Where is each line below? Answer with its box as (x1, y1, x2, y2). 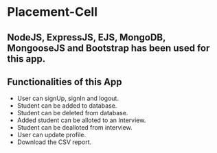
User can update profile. (16, 131, 87, 139)
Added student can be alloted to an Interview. (16, 116, 146, 124)
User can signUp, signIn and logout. (16, 94, 119, 103)
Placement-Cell (7, 4, 98, 20)
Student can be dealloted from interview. (16, 123, 133, 132)
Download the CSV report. (16, 138, 92, 146)
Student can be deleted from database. (16, 109, 128, 117)
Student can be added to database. (16, 102, 117, 110)
